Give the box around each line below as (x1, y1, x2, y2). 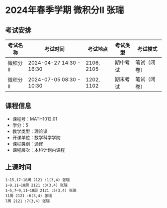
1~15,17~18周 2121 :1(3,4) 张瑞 (5, 177, 70, 182)
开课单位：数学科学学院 (12, 134, 61, 140)
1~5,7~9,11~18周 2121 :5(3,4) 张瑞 (5, 188, 77, 193)
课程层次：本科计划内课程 (12, 147, 65, 153)
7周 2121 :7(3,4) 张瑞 (5, 199, 50, 204)
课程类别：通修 (12, 140, 43, 147)
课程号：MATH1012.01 (12, 115, 58, 122)
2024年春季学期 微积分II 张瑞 (5, 4, 124, 16)
